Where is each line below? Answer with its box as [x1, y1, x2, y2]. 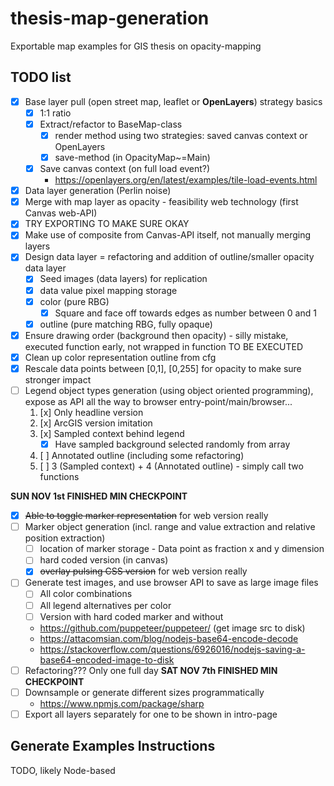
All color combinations [39, 588, 133, 600]
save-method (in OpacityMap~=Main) [54, 152, 211, 163]
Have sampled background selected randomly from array [54, 438, 291, 450]
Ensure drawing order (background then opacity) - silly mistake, [24, 329, 289, 341]
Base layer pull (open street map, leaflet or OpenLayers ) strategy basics [24, 95, 323, 107]
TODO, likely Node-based [10, 764, 116, 776]
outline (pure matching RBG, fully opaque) [39, 318, 213, 330]
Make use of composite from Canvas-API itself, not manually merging [24, 229, 312, 241]
